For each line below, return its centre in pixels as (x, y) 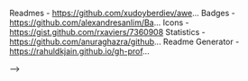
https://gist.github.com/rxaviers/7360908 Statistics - (107, 32)
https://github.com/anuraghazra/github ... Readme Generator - (124, 41)
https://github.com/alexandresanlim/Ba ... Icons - (99, 22)
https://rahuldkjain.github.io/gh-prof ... (80, 51)
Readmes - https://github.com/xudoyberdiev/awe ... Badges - (123, 13)
